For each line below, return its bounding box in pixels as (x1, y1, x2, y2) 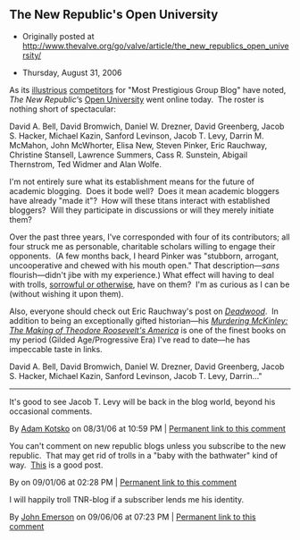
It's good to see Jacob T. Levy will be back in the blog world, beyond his (9, 396, 276, 407)
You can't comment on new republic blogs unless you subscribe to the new (9, 440, 287, 451)
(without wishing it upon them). (9, 288, 124, 299)
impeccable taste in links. (9, 343, 103, 354)
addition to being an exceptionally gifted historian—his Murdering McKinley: (9, 315, 288, 325)
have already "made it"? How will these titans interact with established (9, 195, 271, 206)
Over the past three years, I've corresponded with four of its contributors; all (9, 232, 290, 242)
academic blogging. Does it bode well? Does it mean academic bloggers (9, 185, 279, 196)
